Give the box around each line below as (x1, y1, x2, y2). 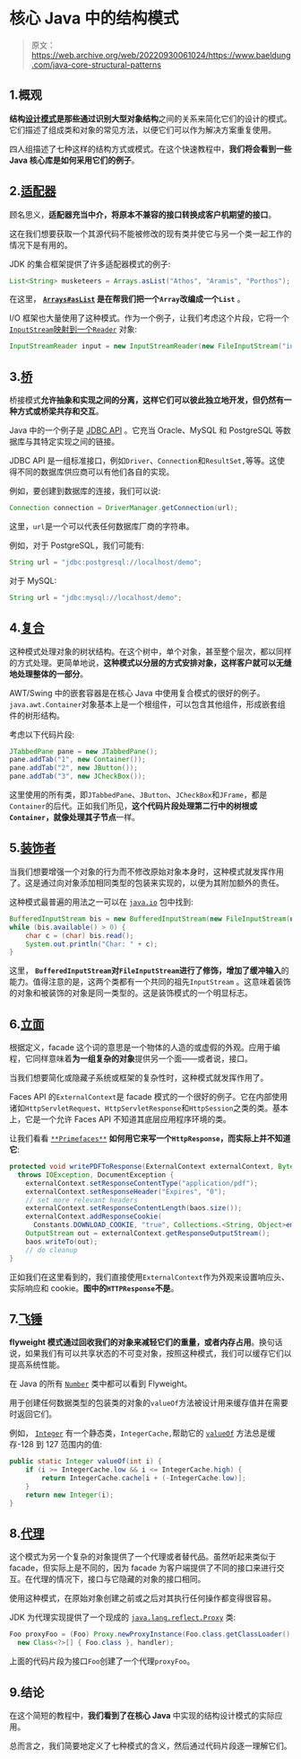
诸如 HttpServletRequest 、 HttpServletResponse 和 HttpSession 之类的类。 (9, 1102, 273, 1114)
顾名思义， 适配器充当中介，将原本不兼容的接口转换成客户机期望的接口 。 (9, 208, 276, 220)
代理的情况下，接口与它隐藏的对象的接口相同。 (32, 1574, 206, 1585)
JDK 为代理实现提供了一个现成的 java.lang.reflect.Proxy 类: (9, 1612, 236, 1622)
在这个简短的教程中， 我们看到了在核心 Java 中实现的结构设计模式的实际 (9, 1710, 275, 1720)
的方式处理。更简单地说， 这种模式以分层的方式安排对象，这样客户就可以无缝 (9, 657, 292, 667)
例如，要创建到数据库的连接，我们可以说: (9, 486, 161, 497)
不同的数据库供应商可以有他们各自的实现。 (16, 466, 175, 477)
